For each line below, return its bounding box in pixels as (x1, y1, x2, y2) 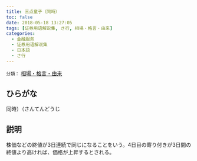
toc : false (6, 14, 33, 20)
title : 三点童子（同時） (6, 8, 60, 15)
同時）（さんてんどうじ (6, 105, 60, 112)
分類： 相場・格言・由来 (6, 69, 63, 77)
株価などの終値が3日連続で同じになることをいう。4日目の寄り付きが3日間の (6, 141, 192, 149)
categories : (6, 31, 35, 37)
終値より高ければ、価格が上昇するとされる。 (6, 149, 115, 156)
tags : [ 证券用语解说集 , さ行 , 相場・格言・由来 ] (6, 25, 113, 31)
